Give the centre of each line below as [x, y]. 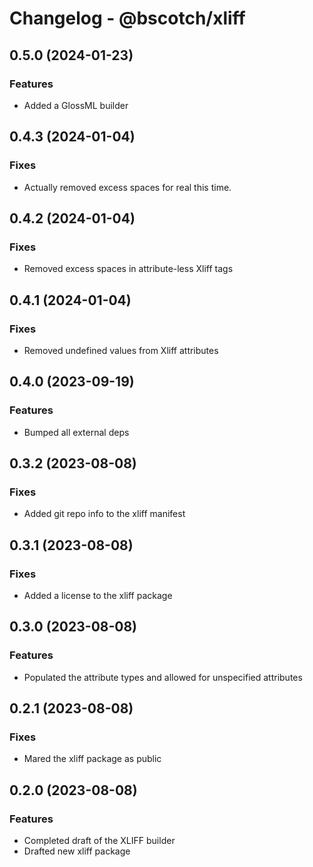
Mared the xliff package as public [92, 759]
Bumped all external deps [76, 432]
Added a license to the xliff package [98, 595]
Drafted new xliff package [77, 851]
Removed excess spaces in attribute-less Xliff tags [128, 269]
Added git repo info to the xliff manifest [104, 514]
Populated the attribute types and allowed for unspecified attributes [163, 677]
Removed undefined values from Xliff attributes [121, 350]
